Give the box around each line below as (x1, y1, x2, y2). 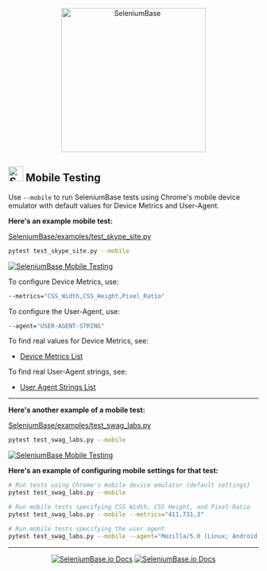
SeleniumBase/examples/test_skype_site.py (8, 231, 152, 241)
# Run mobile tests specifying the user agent (8, 525, 165, 533)
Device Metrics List (19, 352, 83, 361)
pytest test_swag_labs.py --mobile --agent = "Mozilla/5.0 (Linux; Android (8, 532, 258, 540)
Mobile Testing (25, 171, 101, 185)
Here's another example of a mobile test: (8, 406, 145, 415)
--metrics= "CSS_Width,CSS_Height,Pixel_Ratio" (8, 292, 165, 300)
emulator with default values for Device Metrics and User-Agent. (8, 200, 220, 210)
